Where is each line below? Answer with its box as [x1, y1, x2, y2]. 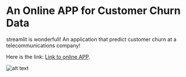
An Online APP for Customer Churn [6, 4, 181, 17]
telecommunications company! [6, 42, 81, 49]
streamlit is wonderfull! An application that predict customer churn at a [6, 36, 177, 43]
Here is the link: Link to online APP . [6, 53, 91, 60]
